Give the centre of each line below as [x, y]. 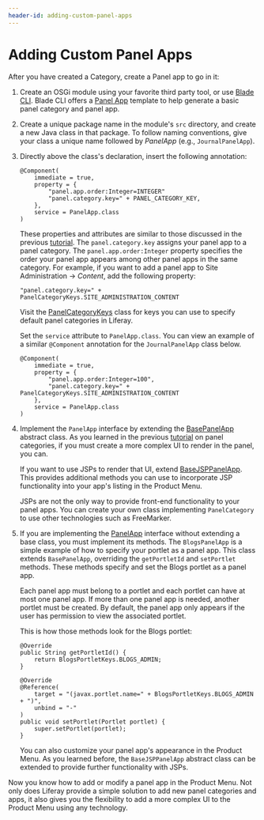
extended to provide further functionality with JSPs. [104, 767]
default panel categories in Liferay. [76, 320]
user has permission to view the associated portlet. [103, 616]
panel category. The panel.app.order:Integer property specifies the [131, 251]
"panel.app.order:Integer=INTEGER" [107, 191]
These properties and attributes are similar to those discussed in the [131, 233]
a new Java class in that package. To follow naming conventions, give [133, 132]
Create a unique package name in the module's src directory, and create [138, 124]
